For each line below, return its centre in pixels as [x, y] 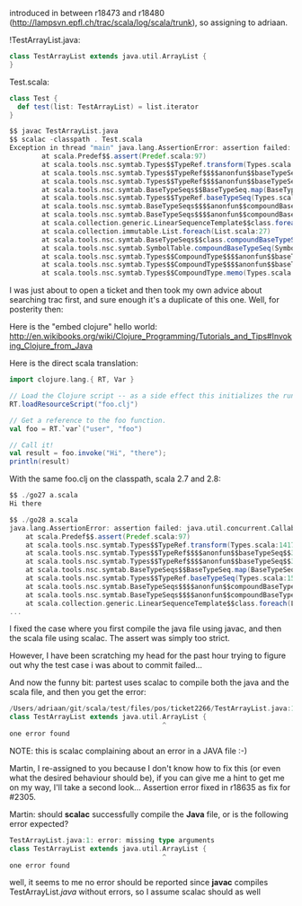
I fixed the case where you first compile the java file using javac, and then [145, 629]
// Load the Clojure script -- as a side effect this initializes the [144, 396]
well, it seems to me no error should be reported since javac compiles [139, 883]
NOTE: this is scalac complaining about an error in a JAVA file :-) [129, 751]
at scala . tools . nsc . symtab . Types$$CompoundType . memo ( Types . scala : [169, 273]
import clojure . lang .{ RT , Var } [72, 380]
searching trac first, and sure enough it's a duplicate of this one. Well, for [145, 300]
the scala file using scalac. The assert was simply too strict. [120, 638]
